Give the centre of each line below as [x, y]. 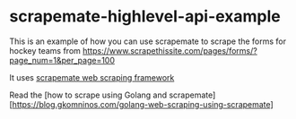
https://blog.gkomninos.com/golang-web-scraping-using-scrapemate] [143, 104]
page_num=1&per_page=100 [62, 60]
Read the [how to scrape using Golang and [88, 95]
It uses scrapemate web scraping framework [92, 77]
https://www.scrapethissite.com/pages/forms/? [170, 50]
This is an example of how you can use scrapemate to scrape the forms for [148, 41]
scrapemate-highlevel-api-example [145, 17]
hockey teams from [45, 50]
